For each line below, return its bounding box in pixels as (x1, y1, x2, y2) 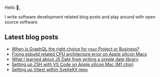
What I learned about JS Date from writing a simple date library (11, 56, 139, 62)
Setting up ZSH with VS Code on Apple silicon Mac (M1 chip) (11, 61, 134, 67)
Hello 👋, (4, 5, 20, 10)
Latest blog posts (4, 33, 59, 41)
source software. (4, 19, 39, 25)
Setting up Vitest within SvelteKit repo (11, 66, 88, 72)
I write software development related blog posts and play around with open (4, 14, 156, 19)
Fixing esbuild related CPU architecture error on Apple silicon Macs (11, 51, 147, 57)
